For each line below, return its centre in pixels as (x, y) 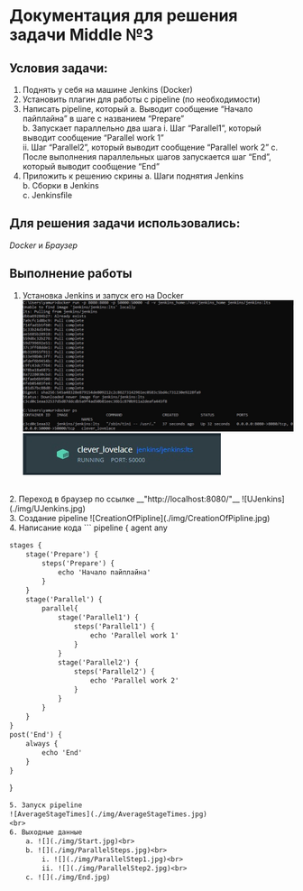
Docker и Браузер (44, 245)
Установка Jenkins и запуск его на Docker (103, 295)
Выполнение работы (71, 274)
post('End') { (36, 735)
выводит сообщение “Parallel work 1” (93, 138)
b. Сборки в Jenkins (60, 185)
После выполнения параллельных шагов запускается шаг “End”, (147, 157)
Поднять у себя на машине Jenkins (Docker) (108, 90)
